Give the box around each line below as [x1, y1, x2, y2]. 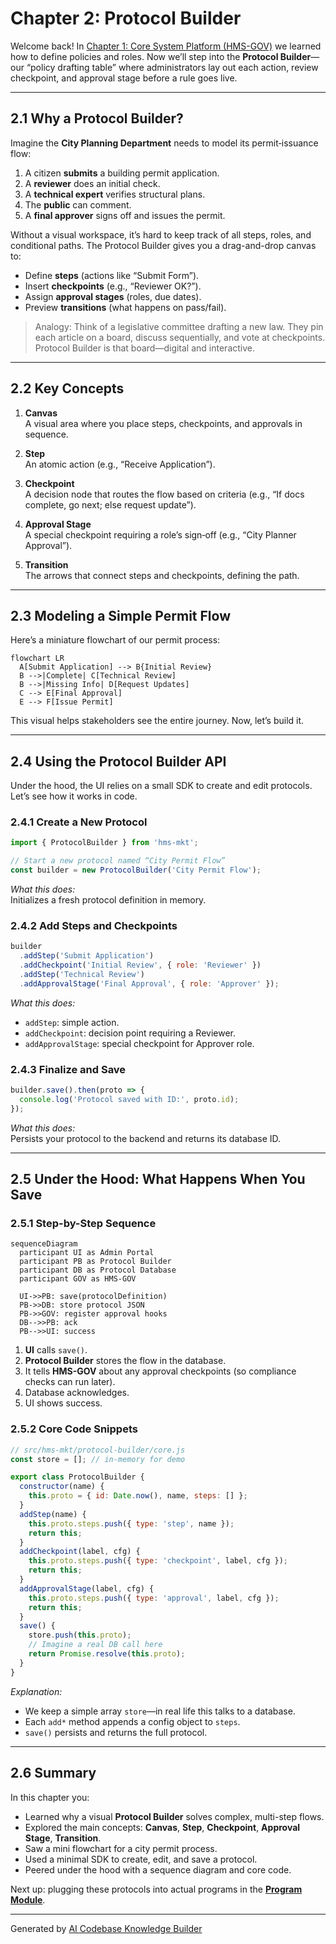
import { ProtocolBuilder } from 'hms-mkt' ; [10, 838, 199, 848]
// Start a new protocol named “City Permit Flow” [10, 856, 226, 866]
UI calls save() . [24, 1344, 88, 1356]
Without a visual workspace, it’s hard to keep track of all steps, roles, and [10, 228, 312, 241]
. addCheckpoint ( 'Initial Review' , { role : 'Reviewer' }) [19, 960, 262, 971]
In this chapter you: [10, 1791, 90, 1803]
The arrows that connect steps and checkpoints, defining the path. [24, 569, 300, 581]
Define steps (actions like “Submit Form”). [24, 269, 200, 281]
